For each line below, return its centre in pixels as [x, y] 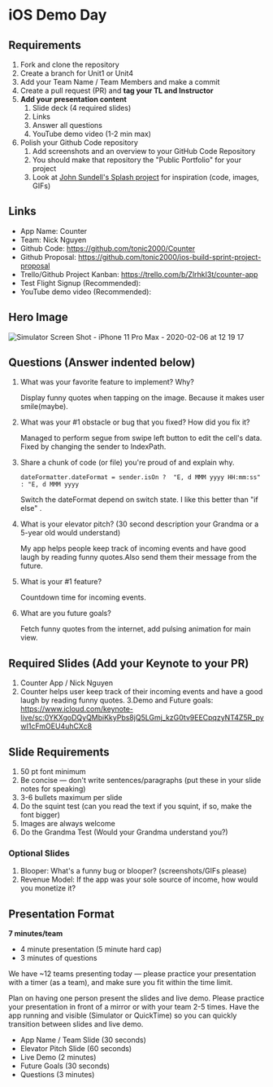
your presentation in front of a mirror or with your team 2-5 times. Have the [134, 1007]
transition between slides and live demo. [76, 1024]
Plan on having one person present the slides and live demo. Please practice [136, 998]
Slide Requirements [59, 752]
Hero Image [39, 317]
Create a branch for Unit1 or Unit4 [77, 73]
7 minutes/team [36, 934]
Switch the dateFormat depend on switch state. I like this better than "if [139, 499]
